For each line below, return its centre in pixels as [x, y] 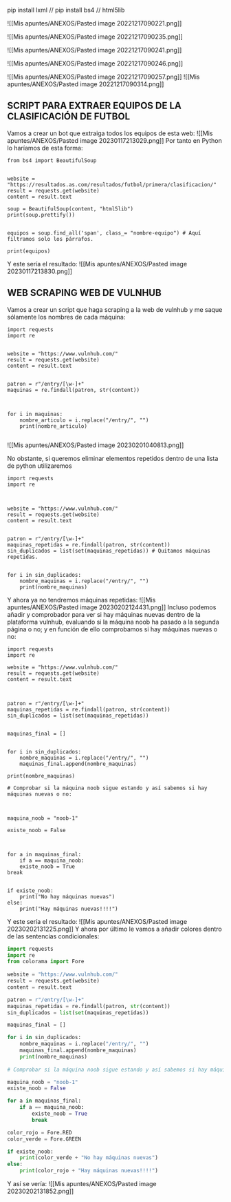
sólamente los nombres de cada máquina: [66, 317]
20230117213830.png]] [40, 271]
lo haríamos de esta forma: [45, 148]
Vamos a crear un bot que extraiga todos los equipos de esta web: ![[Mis [110, 133]
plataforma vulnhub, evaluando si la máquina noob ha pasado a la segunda [113, 622]
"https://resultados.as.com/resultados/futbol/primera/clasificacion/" [112, 185]
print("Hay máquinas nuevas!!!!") [69, 909]
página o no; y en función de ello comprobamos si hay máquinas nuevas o [112, 629]
